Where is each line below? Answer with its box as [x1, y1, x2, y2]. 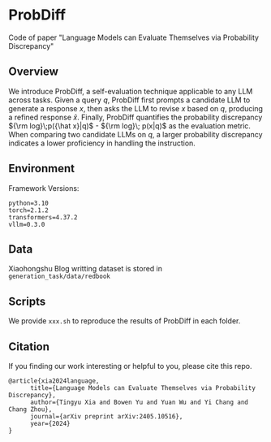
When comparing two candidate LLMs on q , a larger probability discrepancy [8, 129, 263, 139]
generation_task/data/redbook [8, 272, 111, 281]
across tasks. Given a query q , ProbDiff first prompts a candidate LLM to [8, 95, 251, 105]
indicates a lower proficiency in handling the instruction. [8, 138, 196, 148]
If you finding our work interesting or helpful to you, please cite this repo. [8, 362, 253, 370]
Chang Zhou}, [8, 405, 53, 414]
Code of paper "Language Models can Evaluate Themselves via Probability [8, 32, 260, 42]
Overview [8, 65, 59, 79]
